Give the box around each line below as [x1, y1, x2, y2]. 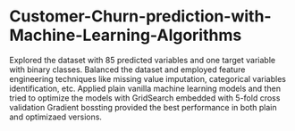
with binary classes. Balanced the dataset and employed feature [9, 64, 246, 75]
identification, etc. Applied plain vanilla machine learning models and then [9, 83, 282, 94]
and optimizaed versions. [9, 111, 103, 122]
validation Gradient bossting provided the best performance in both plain [9, 102, 277, 112]
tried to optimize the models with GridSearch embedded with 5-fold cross [9, 92, 281, 103]
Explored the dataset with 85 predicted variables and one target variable [9, 54, 275, 65]
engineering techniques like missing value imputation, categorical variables [9, 73, 286, 84]
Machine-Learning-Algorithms [9, 25, 242, 45]
